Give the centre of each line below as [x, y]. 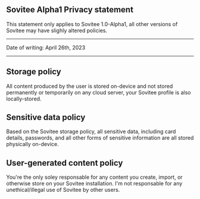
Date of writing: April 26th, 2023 [46, 48]
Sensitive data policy [46, 117]
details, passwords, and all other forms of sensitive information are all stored [100, 138]
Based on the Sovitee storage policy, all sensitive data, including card [91, 132]
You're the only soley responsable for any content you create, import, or [94, 177]
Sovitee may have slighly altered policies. [57, 30]
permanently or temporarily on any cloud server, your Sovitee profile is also [99, 92]
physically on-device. [32, 144]
